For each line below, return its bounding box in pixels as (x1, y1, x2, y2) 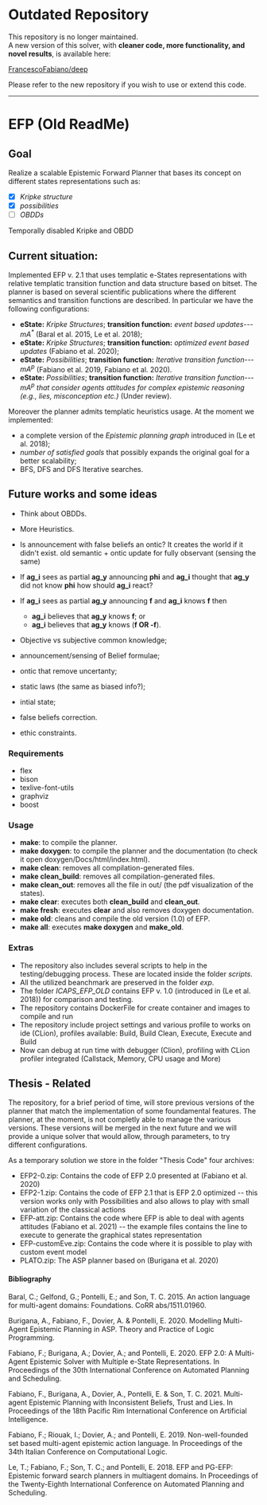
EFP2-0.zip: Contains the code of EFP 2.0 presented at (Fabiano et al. (19, 1171, 248, 1181)
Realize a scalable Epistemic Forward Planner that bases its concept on (8, 167, 242, 177)
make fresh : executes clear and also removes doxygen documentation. (19, 906, 254, 915)
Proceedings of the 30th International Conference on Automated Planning (8, 1365, 250, 1374)
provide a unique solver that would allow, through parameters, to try (8, 1132, 230, 1142)
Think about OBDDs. (19, 509, 87, 518)
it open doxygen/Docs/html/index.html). (19, 855, 150, 864)
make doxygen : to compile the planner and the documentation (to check (19, 847, 258, 856)
